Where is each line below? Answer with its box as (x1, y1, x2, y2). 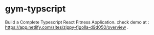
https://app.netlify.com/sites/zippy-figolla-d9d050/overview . (5, 24, 129, 30)
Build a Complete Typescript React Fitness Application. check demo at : (5, 19, 149, 25)
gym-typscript (5, 3, 66, 14)
